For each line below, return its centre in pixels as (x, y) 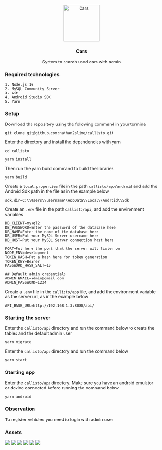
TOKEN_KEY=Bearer (23, 261)
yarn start (16, 360)
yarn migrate (18, 342)
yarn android (18, 397)
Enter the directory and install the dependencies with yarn (63, 142)
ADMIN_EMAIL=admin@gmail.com (34, 278)
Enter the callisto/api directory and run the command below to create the (80, 328)
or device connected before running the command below (62, 388)
